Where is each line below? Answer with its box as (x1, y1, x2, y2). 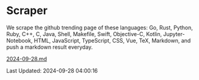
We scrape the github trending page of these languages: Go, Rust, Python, (6, 24, 194, 31)
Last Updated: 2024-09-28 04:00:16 (6, 67, 99, 74)
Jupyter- (163, 30, 185, 37)
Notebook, (6, 37, 33, 44)
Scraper (6, 4, 47, 18)
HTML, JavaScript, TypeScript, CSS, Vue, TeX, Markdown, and (33, 37, 191, 44)
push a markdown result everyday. (6, 43, 93, 51)
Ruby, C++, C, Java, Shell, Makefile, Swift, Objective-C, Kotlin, (6, 30, 162, 37)
